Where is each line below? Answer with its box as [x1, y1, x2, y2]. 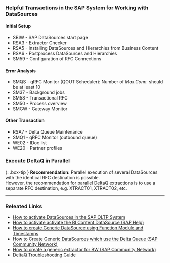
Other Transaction [5, 117, 45, 123]
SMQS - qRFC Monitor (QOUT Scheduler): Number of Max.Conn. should [12, 79, 163, 85]
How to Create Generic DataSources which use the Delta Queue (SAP [12, 236, 158, 242]
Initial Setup [5, 23, 31, 29]
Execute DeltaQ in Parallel [5, 157, 70, 165]
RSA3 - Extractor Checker [12, 40, 67, 46]
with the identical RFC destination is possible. [5, 174, 100, 180]
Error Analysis [5, 68, 36, 74]
